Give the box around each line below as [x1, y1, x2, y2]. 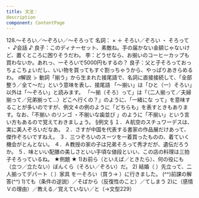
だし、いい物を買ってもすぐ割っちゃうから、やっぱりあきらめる [37, 67, 193, 74]
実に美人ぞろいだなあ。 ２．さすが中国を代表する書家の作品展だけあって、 [6, 126, 189, 133]
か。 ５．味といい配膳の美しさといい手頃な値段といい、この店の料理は [6, 148, 179, 155]
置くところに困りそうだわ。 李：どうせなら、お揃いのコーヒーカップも [16, 52, 190, 59]
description [6, 14, 36, 20]
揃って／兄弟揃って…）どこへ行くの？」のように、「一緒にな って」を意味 [6, 96, 186, 103]
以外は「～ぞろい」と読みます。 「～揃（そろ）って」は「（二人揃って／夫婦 [6, 89, 192, 96]
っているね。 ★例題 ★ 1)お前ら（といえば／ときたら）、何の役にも [21, 156, 184, 163]
